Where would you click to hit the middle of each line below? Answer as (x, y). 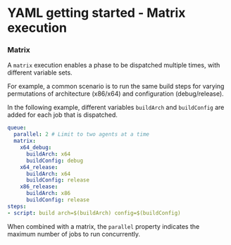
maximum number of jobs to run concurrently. (74, 234)
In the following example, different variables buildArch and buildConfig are (116, 108)
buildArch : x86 (48, 194)
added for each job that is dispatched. (63, 115)
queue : (17, 128)
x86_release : (39, 187)
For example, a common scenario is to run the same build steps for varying (116, 87)
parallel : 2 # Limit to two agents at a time (82, 134)
